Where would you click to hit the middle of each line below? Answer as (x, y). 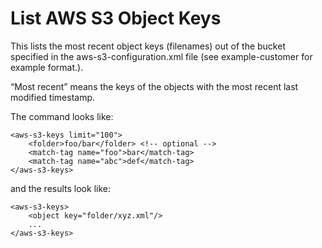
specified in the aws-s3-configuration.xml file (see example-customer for (161, 56)
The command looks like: (62, 116)
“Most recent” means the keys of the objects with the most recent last (154, 86)
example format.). (47, 67)
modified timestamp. (53, 97)
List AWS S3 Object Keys (116, 18)
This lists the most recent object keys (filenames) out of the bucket (148, 46)
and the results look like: (60, 188)
